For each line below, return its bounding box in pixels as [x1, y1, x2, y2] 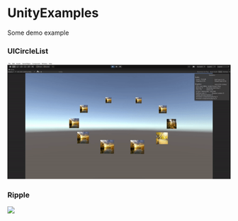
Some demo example [7, 28, 69, 37]
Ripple [7, 190, 30, 200]
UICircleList [7, 46, 49, 56]
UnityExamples [7, 5, 99, 21]
